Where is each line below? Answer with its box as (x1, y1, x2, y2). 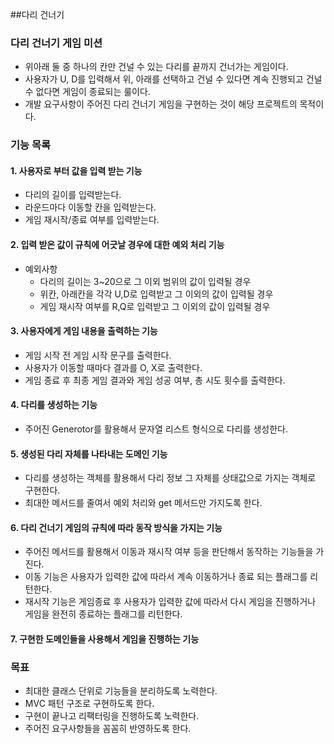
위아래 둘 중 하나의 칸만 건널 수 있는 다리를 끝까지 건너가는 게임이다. (24, 61, 289, 73)
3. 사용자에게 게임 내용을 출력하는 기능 (10, 325, 158, 337)
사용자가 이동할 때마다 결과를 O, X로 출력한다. (24, 361, 203, 373)
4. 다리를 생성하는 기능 (10, 399, 98, 411)
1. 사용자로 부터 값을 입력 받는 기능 (10, 164, 143, 177)
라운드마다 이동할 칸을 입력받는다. (24, 201, 157, 213)
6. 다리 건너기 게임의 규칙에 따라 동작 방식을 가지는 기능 (10, 521, 223, 533)
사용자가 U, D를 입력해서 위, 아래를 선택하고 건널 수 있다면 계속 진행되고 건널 (24, 73, 323, 85)
